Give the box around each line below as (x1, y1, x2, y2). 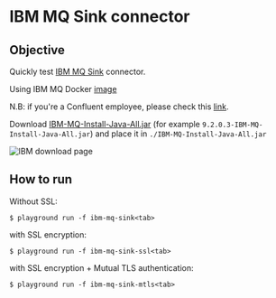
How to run (9, 172, 73, 187)
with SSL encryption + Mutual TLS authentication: (9, 262, 194, 273)
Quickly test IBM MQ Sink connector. (9, 66, 146, 77)
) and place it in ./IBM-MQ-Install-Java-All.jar (89, 128, 267, 139)
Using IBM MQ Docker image (9, 84, 117, 94)
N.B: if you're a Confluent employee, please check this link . (9, 101, 229, 112)
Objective (9, 42, 66, 58)
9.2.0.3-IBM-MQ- (201, 120, 263, 129)
